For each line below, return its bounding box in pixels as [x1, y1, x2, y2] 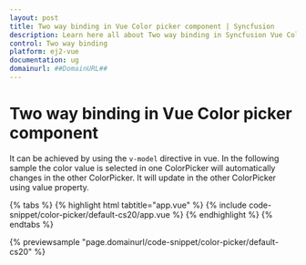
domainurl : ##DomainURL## [9, 65, 107, 74]
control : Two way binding [9, 38, 107, 48]
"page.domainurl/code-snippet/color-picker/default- [81, 236, 280, 247]
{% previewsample [9, 236, 80, 247]
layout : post [9, 13, 59, 23]
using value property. [9, 181, 89, 192]
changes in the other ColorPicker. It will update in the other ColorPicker [9, 172, 276, 183]
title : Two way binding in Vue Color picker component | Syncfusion [9, 22, 275, 31]
